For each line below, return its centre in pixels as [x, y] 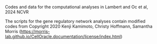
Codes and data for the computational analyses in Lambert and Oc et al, [77, 7]
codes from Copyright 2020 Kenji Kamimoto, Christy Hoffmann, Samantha [79, 26]
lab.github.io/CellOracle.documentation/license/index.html [63, 36]
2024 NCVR [17, 12]
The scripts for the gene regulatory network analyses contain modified [75, 21]
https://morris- [35, 31]
